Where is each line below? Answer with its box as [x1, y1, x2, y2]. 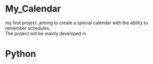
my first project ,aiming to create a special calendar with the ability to [5, 20, 148, 26]
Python [5, 48, 36, 59]
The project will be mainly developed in [5, 30, 86, 36]
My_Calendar [5, 3, 61, 15]
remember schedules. [5, 25, 51, 31]
